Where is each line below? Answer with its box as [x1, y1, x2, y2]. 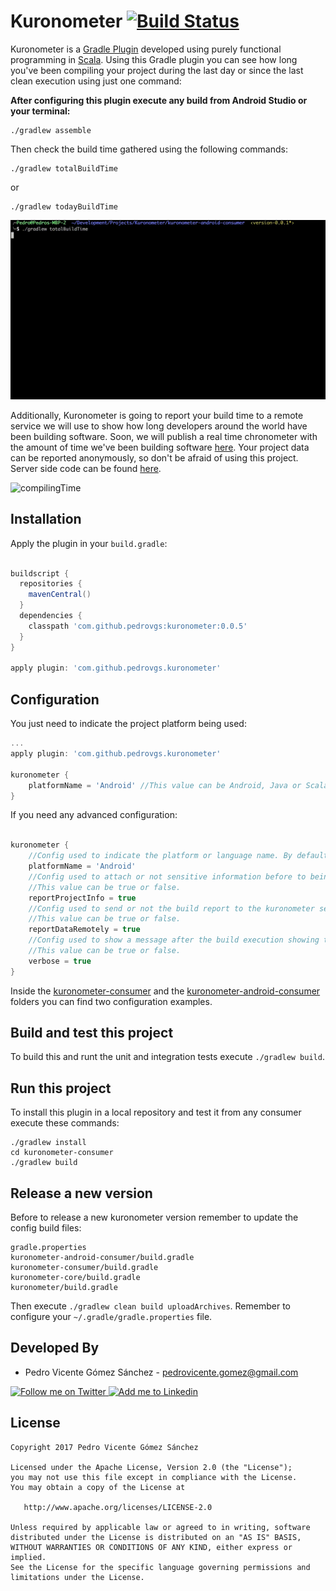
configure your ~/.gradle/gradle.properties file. [10, 1311, 213, 1323]
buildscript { [10, 568, 70, 579]
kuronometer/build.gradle [10, 1283, 118, 1293]
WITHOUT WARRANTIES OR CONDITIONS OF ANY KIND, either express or [10, 1542, 293, 1552]
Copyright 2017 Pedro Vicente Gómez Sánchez [10, 1442, 199, 1452]
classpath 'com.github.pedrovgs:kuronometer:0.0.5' [28, 621, 248, 631]
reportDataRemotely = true [28, 925, 141, 935]
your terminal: [10, 105, 71, 117]
